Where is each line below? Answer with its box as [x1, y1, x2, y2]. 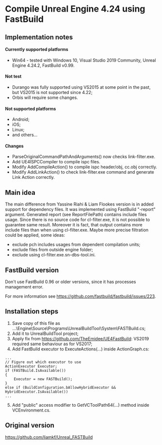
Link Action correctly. [12, 175, 55, 180]
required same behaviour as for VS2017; [12, 341, 93, 347]
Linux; [12, 127, 25, 133]
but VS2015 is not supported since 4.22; [12, 89, 93, 95]
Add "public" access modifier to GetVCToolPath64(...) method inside [12, 402, 149, 408]
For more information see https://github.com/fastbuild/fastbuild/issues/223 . [5, 293, 156, 299]
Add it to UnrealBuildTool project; [12, 331, 79, 336]
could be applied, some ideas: [5, 232, 65, 238]
